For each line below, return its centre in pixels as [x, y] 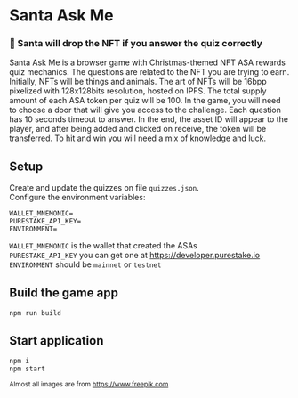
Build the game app [64, 292]
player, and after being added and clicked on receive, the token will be [138, 129]
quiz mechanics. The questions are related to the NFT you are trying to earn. [149, 72]
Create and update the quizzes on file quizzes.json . [105, 188]
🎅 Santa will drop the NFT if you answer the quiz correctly [136, 44]
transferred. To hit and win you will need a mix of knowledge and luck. [138, 138]
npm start [28, 369]
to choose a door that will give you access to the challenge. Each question [145, 110]
